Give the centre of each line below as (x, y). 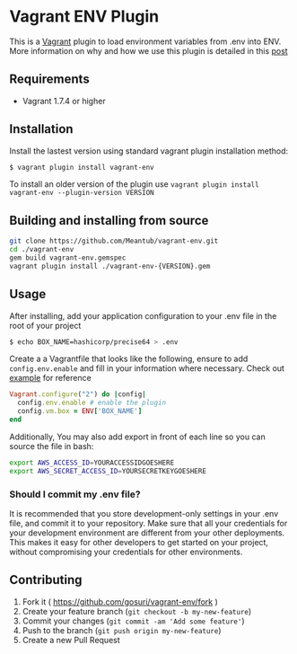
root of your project (45, 325)
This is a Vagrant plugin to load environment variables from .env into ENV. (145, 41)
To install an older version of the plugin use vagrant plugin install (134, 184)
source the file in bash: (52, 446)
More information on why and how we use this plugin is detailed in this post (149, 50)
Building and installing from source (109, 221)
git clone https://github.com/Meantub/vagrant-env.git (114, 241)
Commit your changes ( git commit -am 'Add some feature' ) (133, 621)
